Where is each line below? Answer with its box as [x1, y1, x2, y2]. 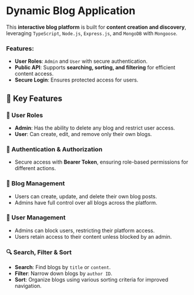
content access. [14, 70, 54, 77]
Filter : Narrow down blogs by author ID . [14, 270, 113, 277]
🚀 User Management [6, 213, 66, 222]
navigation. [14, 283, 42, 290]
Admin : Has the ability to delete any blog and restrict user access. [14, 124, 175, 131]
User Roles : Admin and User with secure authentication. [14, 57, 148, 65]
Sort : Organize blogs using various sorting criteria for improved [14, 276, 169, 283]
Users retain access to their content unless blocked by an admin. [14, 233, 172, 240]
